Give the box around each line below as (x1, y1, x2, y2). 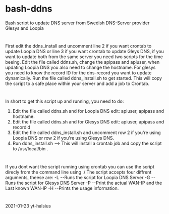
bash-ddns (5, 3, 52, 15)
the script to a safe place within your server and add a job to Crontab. (5, 80, 150, 87)
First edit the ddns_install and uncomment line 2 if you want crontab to (5, 43, 152, 49)
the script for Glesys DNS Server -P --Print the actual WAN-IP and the (17, 180, 162, 186)
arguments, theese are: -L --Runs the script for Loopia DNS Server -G (5, 174, 150, 180)
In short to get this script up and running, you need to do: (5, 98, 124, 104)
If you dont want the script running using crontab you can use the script (5, 163, 155, 169)
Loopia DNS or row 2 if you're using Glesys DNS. (12, 135, 115, 141)
